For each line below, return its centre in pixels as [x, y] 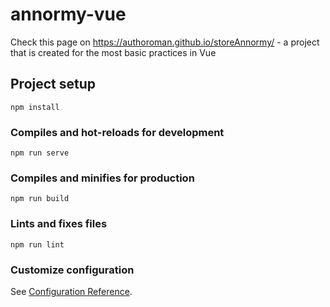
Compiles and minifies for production [102, 178]
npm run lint [37, 244]
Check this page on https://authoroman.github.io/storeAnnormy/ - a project [165, 42]
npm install [35, 107]
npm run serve [40, 153]
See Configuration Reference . [71, 291]
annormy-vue [68, 14]
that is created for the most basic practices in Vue [113, 52]
